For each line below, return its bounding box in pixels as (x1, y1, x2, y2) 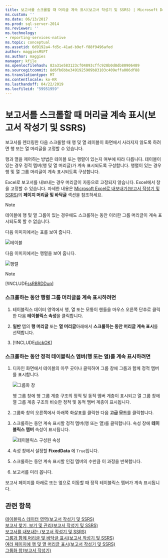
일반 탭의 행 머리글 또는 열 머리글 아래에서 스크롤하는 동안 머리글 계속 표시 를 (12, 323, 158, 329)
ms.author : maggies (5, 53, 46, 59)
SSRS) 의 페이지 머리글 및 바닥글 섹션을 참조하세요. (5, 192, 103, 198)
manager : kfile (5, 58, 37, 63)
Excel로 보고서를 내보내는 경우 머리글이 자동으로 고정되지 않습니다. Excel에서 (5, 179, 155, 185)
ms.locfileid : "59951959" (5, 86, 59, 91)
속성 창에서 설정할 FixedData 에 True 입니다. (12, 448, 99, 454)
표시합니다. (17, 371, 40, 377)
